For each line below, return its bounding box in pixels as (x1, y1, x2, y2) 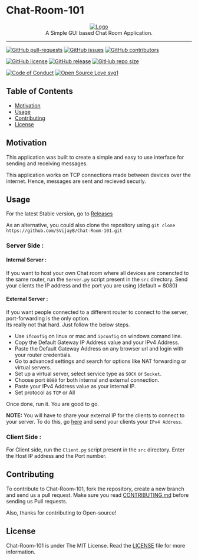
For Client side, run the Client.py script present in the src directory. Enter (6, 446, 185, 453)
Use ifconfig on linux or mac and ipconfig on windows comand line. (14, 332, 183, 339)
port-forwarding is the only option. (6, 315, 90, 322)
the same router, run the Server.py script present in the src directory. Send (6, 276, 188, 283)
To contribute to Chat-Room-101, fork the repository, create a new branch (6, 485, 184, 492)
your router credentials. (14, 351, 72, 358)
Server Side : (6, 241, 44, 250)
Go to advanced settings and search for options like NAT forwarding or (14, 358, 187, 365)
